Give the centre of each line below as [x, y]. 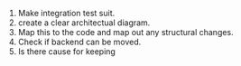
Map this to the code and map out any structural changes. [125, 32]
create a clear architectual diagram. [84, 23]
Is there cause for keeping [66, 52]
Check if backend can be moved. [79, 42]
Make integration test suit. [66, 13]
